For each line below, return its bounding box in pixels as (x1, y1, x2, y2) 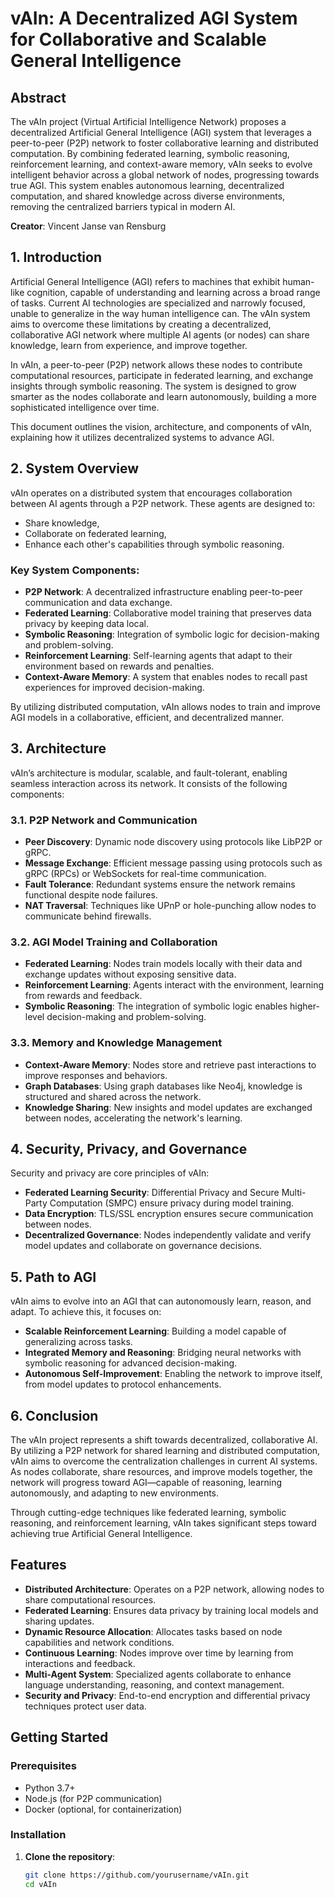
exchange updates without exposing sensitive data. (24, 968, 237, 981)
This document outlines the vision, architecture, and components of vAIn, (10, 420, 313, 432)
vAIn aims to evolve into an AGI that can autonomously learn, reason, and (10, 1295, 312, 1307)
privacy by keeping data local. (24, 617, 149, 629)
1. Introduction (10, 249, 102, 266)
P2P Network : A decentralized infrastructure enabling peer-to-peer (24, 585, 303, 597)
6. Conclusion (10, 1407, 99, 1424)
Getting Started (10, 1729, 109, 1746)
